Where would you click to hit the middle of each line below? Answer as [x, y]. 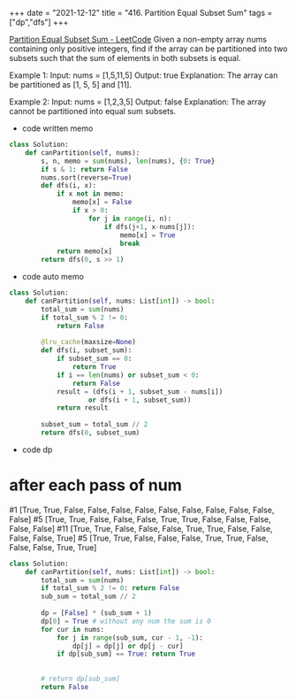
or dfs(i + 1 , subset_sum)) [140, 400]
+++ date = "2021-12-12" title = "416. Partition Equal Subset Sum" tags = [141, 13]
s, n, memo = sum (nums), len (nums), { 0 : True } [128, 161]
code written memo [57, 128]
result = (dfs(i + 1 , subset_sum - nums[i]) [140, 392]
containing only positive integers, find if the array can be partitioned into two [148, 49]
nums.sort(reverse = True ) [87, 177]
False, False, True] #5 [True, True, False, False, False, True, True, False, [139, 538]
